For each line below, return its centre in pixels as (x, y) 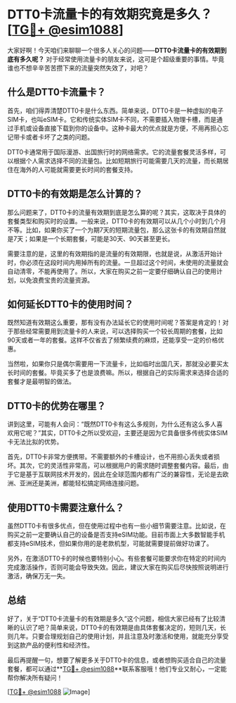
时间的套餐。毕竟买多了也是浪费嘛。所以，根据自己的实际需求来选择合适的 (121, 373)
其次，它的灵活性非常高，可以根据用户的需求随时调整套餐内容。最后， (121, 466)
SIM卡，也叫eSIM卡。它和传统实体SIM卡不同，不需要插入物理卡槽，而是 (112, 119)
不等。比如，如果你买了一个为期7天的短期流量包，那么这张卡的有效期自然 (113, 230)
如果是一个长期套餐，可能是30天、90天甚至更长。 (101, 238)
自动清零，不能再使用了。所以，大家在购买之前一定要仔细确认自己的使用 (112, 271)
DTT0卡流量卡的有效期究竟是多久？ (110, 14)
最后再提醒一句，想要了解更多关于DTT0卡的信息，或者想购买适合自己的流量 (117, 660)
